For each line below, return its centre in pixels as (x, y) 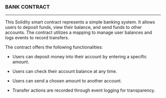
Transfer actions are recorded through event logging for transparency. (84, 90)
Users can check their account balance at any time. (65, 72)
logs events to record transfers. (37, 38)
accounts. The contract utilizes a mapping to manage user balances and (79, 32)
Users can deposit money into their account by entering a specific (80, 57)
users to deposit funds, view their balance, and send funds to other (74, 27)
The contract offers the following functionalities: (54, 47)
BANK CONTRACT (28, 7)
